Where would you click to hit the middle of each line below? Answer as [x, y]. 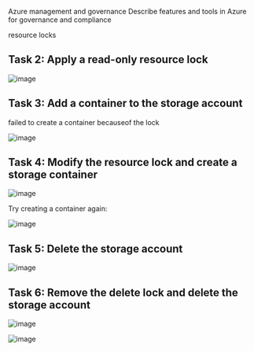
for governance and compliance [60, 20]
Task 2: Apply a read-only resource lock [108, 59]
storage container [53, 175]
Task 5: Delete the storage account [96, 248]
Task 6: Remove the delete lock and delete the [123, 292]
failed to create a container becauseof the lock [84, 122]
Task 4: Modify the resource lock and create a [123, 163]
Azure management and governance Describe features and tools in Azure [127, 11]
